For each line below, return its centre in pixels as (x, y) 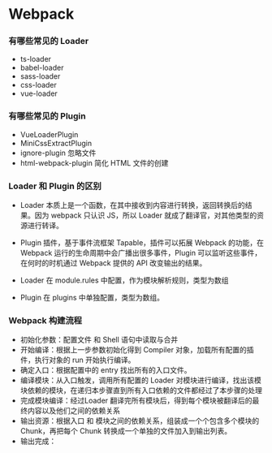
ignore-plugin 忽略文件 (58, 153)
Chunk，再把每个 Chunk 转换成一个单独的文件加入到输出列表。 (126, 431)
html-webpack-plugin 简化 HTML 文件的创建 (94, 162)
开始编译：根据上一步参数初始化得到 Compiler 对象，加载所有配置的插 (137, 350)
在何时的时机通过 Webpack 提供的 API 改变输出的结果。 (113, 263)
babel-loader (42, 68)
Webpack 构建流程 (45, 320)
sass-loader (40, 76)
